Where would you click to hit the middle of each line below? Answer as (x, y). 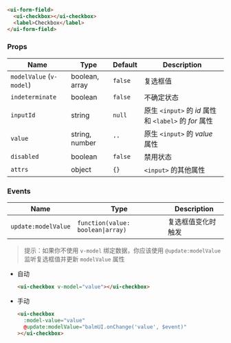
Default (125, 64)
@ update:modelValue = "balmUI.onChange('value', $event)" (105, 327)
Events (19, 191)
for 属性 (200, 121)
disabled (25, 156)
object (81, 169)
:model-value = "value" (55, 320)
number (84, 143)
